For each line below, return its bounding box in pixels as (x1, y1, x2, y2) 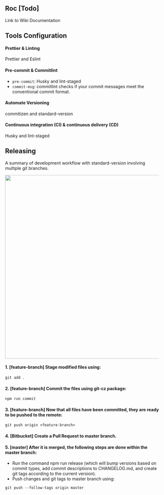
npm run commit (5, 397, 36, 401)
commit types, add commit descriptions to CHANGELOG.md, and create (12, 466, 157, 471)
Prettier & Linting (5, 45, 40, 51)
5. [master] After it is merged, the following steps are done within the (5, 444, 148, 450)
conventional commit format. (12, 89, 70, 94)
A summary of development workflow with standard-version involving (5, 160, 145, 166)
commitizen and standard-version (5, 111, 73, 117)
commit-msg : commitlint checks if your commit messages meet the (12, 83, 144, 89)
